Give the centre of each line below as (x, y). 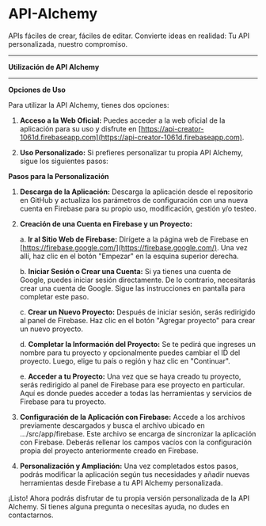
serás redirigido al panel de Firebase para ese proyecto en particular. (132, 384)
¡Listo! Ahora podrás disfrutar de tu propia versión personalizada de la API (129, 498)
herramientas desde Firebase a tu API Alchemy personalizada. (121, 482)
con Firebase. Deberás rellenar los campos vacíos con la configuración (135, 442)
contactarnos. (31, 515)
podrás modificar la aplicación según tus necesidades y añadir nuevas (135, 474)
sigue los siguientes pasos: (64, 161)
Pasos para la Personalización (59, 176)
